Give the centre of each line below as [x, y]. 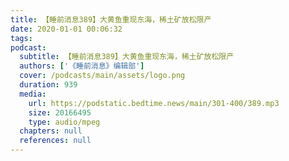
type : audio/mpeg [64, 122]
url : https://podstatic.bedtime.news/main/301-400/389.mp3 [154, 103]
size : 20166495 [60, 112]
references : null [55, 141]
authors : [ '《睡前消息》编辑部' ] [82, 66]
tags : [21, 38]
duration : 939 [48, 85]
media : [33, 94]
